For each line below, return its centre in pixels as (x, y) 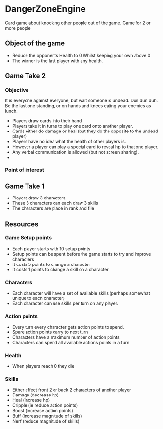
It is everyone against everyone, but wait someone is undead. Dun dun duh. (81, 101)
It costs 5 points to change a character (51, 264)
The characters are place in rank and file (53, 208)
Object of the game (35, 44)
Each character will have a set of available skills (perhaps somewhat (81, 293)
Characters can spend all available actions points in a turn (71, 343)
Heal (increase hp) (31, 400)
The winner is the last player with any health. (57, 61)
